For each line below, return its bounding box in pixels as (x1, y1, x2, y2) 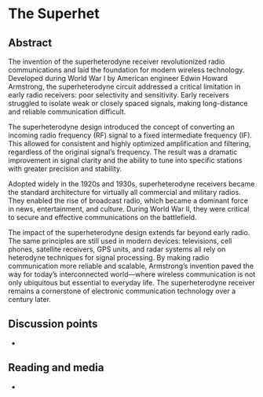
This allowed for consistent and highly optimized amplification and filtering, (8, 139, 251, 148)
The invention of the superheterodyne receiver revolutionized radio (8, 57, 225, 66)
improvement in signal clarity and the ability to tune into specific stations (8, 156, 243, 165)
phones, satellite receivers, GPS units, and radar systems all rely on (8, 244, 226, 254)
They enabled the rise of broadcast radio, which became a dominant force (8, 196, 249, 205)
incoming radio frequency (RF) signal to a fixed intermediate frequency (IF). (8, 130, 253, 140)
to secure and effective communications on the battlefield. (8, 213, 198, 222)
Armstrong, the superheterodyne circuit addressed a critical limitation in (8, 82, 241, 91)
